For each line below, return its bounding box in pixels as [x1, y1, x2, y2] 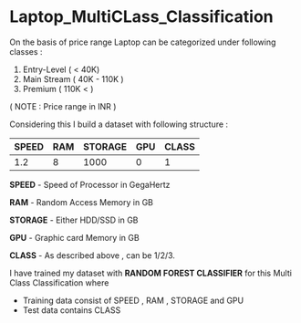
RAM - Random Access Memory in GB [9, 196, 153, 207]
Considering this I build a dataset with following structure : [9, 119, 229, 130]
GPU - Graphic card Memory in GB [9, 232, 140, 243]
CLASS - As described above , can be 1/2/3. [9, 249, 176, 261]
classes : [9, 46, 43, 57]
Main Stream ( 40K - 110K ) [22, 73, 125, 84]
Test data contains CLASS [22, 304, 121, 316]
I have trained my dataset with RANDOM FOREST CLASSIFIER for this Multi [9, 267, 292, 278]
